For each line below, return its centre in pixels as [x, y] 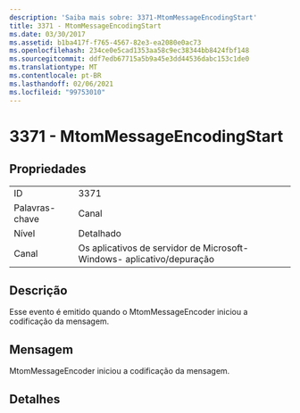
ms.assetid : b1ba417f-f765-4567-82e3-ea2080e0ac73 [105, 42]
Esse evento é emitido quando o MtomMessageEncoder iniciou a [129, 312]
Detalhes [35, 399]
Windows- [100, 259]
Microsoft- [225, 248]
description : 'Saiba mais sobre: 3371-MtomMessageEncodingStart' [133, 17]
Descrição [38, 290]
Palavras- [35, 208]
